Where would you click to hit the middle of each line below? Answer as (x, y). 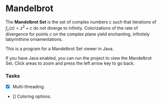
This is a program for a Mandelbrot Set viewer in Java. (60, 49)
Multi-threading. (29, 87)
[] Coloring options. (32, 96)
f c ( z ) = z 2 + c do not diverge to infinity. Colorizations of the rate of (72, 28)
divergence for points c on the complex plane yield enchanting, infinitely (78, 34)
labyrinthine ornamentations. (34, 39)
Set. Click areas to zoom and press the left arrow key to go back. (70, 63)
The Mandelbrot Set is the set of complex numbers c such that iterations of (81, 22)
